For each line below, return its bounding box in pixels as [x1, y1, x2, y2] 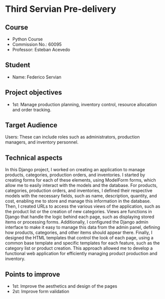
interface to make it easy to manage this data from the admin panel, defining [5, 224, 160, 230]
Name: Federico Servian [12, 74, 62, 80]
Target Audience [5, 121, 58, 129]
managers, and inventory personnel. [5, 139, 79, 145]
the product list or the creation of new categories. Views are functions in [5, 209, 152, 215]
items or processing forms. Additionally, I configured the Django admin [5, 219, 149, 225]
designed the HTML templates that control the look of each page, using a [5, 235, 154, 241]
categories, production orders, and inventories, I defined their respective [5, 187, 153, 193]
